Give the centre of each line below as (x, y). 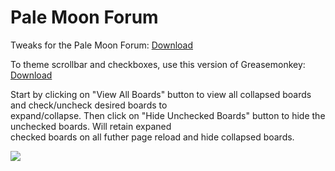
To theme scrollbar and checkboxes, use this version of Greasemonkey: (158, 64)
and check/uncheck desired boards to (89, 105)
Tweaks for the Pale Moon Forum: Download (102, 45)
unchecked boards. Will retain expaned (91, 126)
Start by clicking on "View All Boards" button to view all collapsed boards (161, 94)
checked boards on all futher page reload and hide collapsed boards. (152, 137)
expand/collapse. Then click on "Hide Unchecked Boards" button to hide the (168, 115)
